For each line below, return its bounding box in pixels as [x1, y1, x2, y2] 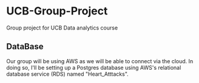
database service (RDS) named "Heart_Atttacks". [6, 70, 129, 78]
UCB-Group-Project [6, 4, 108, 18]
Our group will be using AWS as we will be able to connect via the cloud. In [6, 57, 194, 64]
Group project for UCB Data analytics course [6, 24, 118, 31]
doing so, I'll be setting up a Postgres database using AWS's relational [6, 64, 181, 71]
